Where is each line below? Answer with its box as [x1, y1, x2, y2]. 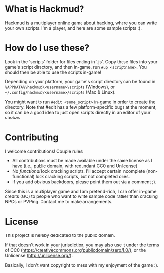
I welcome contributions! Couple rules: [5, 148, 84, 154]
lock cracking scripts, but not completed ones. [35, 173, 130, 179]
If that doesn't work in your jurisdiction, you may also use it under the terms [5, 242, 159, 248]
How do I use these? [5, 42, 90, 54]
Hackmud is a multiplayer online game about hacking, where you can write [5, 20, 157, 26]
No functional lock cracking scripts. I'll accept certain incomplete [12, 168, 145, 174]
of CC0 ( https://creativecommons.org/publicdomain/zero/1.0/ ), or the [5, 247, 146, 253]
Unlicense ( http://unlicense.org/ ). [5, 252, 73, 258]
